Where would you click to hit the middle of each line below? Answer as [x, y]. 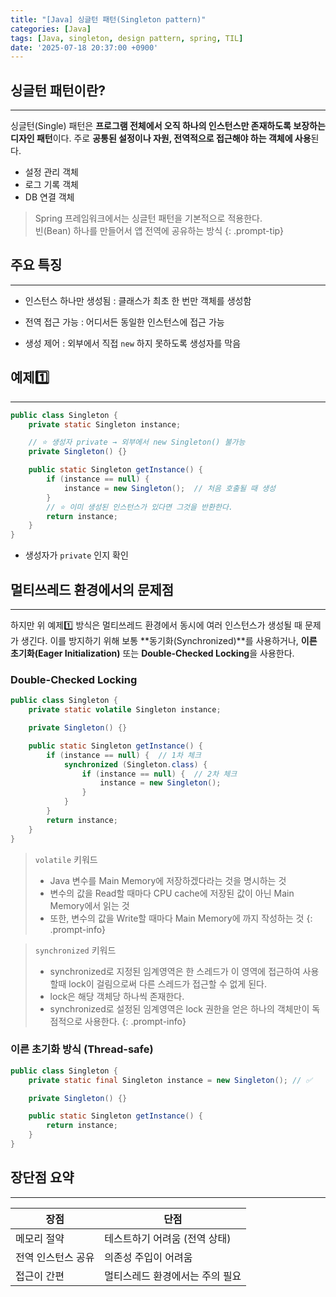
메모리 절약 [40, 1238]
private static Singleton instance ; [105, 424]
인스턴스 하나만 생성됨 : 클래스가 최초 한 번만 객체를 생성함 [138, 300]
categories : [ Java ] [51, 29]
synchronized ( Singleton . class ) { [135, 764]
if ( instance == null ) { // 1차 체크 [124, 755]
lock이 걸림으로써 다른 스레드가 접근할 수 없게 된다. [167, 983]
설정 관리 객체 [51, 172]
